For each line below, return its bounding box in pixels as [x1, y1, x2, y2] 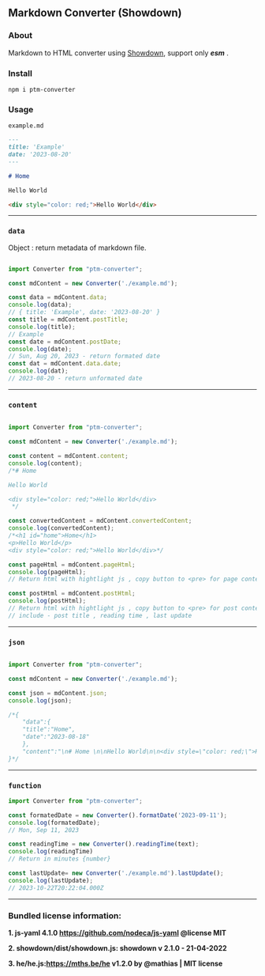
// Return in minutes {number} [8, 855, 111, 863]
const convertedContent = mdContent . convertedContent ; [8, 517, 192, 525]
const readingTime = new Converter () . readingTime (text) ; [8, 840, 200, 849]
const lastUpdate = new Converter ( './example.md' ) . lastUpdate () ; [8, 869, 224, 877]
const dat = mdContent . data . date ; [8, 360, 122, 368]
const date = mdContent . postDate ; [8, 338, 122, 346]
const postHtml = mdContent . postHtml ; [8, 589, 136, 598]
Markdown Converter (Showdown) [8, 6, 182, 20]
